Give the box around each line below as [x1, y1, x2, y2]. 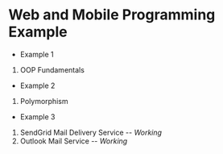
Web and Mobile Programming [8, 6, 216, 24]
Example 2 [19, 81, 56, 90]
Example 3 [19, 111, 56, 122]
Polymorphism [19, 96, 68, 106]
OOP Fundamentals [19, 65, 85, 74]
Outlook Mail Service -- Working [19, 135, 128, 146]
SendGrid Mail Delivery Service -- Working [19, 127, 163, 137]
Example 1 [19, 49, 54, 59]
